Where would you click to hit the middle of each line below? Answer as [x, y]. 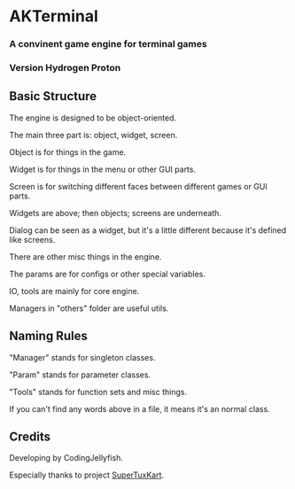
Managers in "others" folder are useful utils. [89, 308]
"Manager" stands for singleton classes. [82, 357]
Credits [30, 437]
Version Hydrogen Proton [65, 68]
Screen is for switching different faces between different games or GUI [138, 186]
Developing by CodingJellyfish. [66, 458]
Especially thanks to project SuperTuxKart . [87, 475]
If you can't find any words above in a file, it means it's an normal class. [140, 408]
